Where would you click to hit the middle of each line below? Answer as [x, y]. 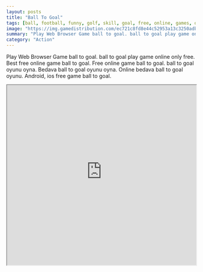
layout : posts [24, 12]
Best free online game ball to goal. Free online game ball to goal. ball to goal [100, 63]
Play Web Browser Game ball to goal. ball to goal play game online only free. [101, 57]
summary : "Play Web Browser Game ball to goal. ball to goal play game [98, 34]
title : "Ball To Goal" [35, 17]
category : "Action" [31, 40]
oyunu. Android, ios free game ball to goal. [59, 76]
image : [14, 29]
